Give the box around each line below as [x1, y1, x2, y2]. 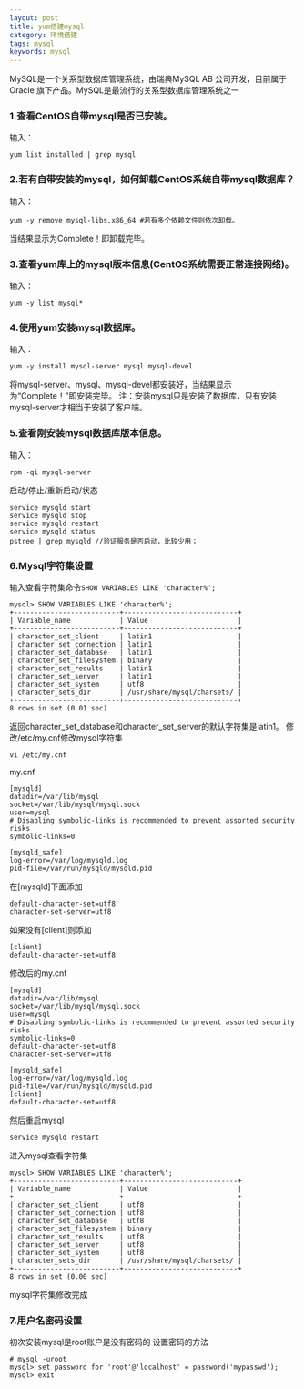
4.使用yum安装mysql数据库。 [9, 321, 141, 334]
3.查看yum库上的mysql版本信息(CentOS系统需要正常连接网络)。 [9, 257, 294, 270]
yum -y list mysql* [9, 298, 84, 308]
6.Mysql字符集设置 [9, 559, 94, 572]
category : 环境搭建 [9, 30, 78, 39]
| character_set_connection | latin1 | [9, 639, 243, 648]
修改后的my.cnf [9, 968, 67, 979]
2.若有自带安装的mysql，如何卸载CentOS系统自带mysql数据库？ [9, 173, 296, 186]
